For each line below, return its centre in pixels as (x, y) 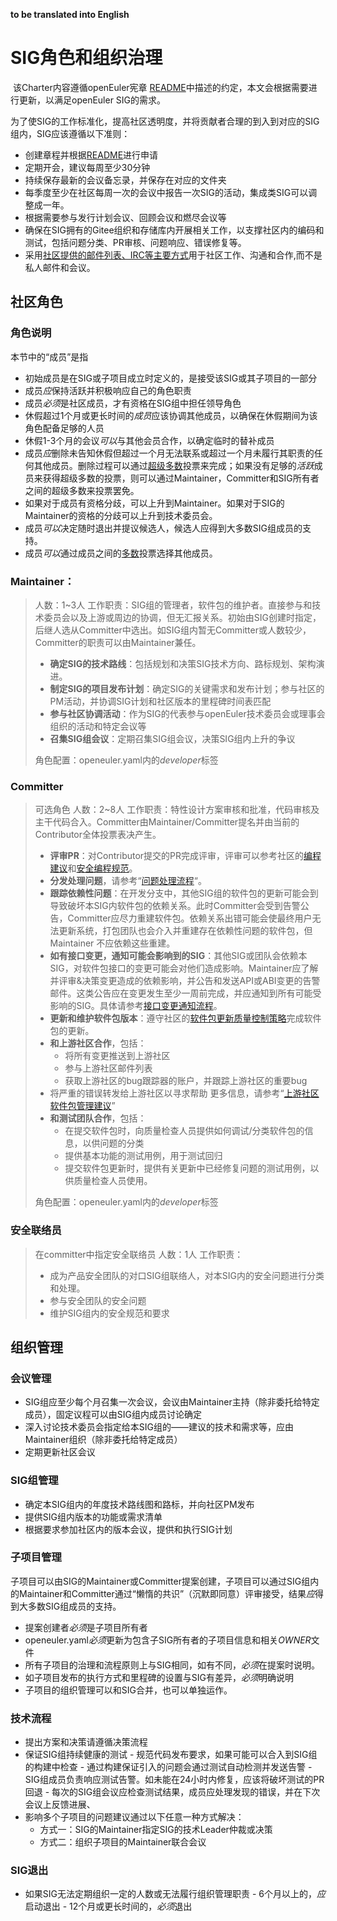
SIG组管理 (34, 1481)
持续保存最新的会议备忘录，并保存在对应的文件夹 (125, 180)
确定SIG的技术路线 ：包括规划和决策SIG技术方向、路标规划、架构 (183, 663)
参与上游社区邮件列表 (108, 1068)
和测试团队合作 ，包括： (98, 1118)
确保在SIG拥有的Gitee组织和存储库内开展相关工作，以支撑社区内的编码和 (174, 230)
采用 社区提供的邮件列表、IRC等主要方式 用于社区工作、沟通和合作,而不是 (173, 255)
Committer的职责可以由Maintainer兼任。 (118, 642)
